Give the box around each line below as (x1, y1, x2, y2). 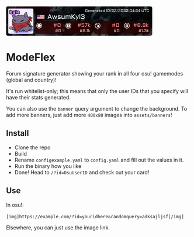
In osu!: (6, 201, 25, 208)
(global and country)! (6, 76, 57, 83)
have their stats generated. (6, 94, 71, 101)
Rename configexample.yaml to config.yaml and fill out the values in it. (14, 156, 184, 163)
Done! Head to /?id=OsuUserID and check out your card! (14, 169, 150, 176)
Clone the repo (14, 144, 51, 151)
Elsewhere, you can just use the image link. (6, 224, 110, 231)
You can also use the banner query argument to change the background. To (6, 105, 188, 112)
